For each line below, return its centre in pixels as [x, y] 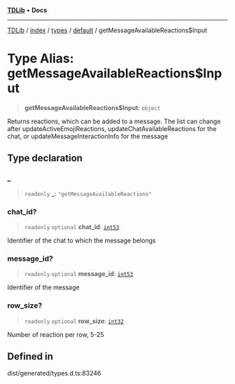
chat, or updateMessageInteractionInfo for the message [88, 136]
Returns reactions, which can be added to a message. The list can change [114, 121]
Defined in [30, 356]
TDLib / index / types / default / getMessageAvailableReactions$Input [107, 30]
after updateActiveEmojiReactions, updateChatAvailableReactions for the [112, 128]
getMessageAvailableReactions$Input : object [92, 107]
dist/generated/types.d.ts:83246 [54, 373]
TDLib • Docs [27, 10]
